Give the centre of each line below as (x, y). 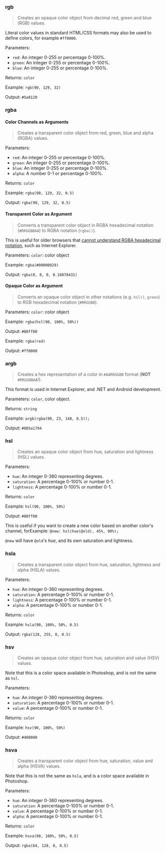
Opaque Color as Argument (34, 286)
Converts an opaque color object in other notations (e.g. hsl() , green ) (88, 297)
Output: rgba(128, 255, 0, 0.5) (38, 634)
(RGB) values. (31, 23)
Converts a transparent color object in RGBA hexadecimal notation (85, 225)
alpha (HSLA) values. (39, 569)
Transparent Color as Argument (39, 214)
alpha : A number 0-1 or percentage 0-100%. (58, 174)
